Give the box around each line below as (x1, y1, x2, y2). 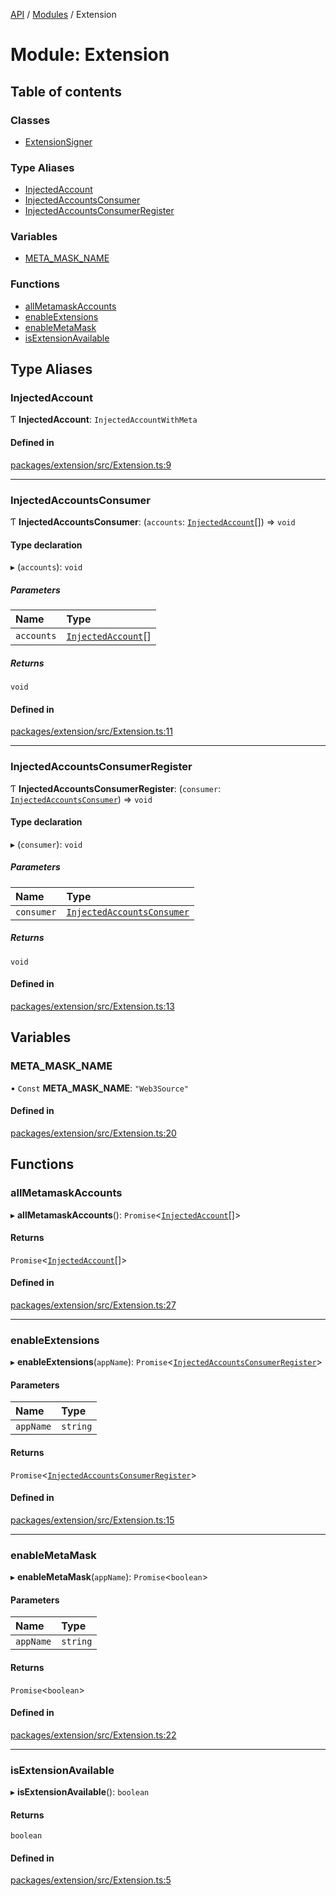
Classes (10, 113, 51, 127)
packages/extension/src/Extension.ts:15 (10, 1514, 175, 1526)
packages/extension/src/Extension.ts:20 (10, 1127, 177, 1139)
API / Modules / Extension (10, 9, 117, 20)
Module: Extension (10, 44, 170, 66)
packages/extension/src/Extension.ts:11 (10, 725, 173, 738)
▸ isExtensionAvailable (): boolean (10, 1786, 150, 1798)
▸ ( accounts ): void (10, 561, 83, 573)
